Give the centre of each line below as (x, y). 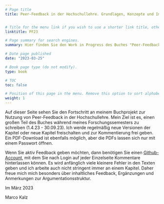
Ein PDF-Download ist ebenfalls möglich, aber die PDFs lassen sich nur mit (80, 138)
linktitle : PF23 (21, 32)
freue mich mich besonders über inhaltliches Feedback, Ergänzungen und (79, 173)
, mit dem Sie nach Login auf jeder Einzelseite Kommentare (81, 158)
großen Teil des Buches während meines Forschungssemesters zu (72, 122)
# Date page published (28, 54)
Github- (151, 152)
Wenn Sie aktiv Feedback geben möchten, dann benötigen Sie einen (74, 152)
